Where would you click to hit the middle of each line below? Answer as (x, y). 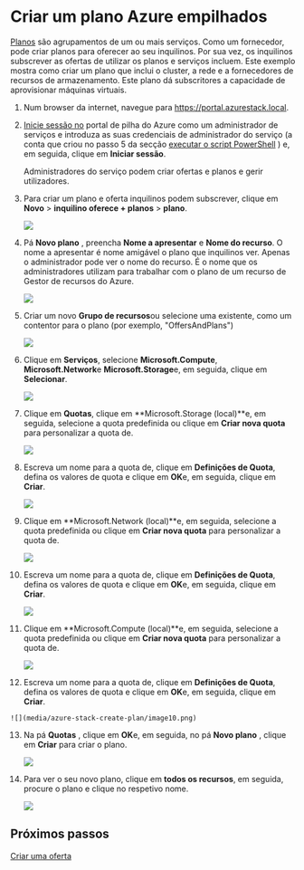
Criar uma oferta (41, 856)
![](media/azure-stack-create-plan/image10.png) (104, 718)
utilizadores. (47, 181)
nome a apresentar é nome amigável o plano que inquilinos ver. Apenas (157, 252)
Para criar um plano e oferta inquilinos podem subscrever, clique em (151, 198)
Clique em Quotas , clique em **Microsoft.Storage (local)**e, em (144, 413)
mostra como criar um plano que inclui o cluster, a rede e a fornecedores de (152, 71)
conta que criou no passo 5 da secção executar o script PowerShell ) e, (157, 144)
